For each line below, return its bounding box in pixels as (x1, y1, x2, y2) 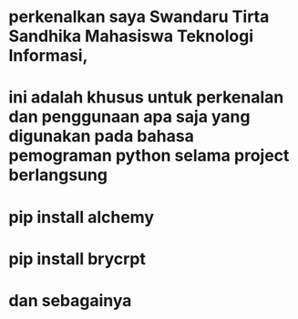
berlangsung (8, 165, 108, 186)
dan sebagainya (8, 290, 132, 311)
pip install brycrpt (8, 249, 147, 269)
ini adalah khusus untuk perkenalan (8, 87, 284, 108)
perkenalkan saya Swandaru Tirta (8, 6, 270, 27)
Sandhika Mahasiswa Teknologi (8, 26, 254, 47)
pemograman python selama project (8, 145, 290, 166)
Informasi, (8, 46, 88, 66)
